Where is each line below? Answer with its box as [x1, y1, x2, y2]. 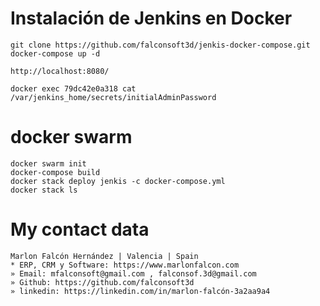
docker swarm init [10, 158, 87, 169]
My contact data [10, 218, 150, 241]
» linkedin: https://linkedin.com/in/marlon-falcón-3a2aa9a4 [10, 286, 271, 296]
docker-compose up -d [10, 48, 101, 59]
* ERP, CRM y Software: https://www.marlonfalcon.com [10, 260, 240, 270]
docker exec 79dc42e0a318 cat [10, 83, 137, 94]
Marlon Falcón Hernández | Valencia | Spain [10, 251, 199, 261]
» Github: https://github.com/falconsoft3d [10, 277, 195, 287]
